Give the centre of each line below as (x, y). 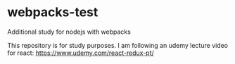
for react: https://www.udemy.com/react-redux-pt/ (81, 53)
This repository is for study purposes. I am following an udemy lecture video (118, 45)
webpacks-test (53, 12)
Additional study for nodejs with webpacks (69, 32)
